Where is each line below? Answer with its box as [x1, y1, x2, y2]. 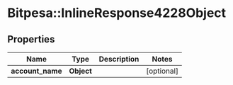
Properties [7, 33, 55, 45]
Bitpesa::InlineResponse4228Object [7, 5, 227, 21]
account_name [11, 66, 62, 76]
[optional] [146, 66, 179, 76]
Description [98, 55, 140, 64]
